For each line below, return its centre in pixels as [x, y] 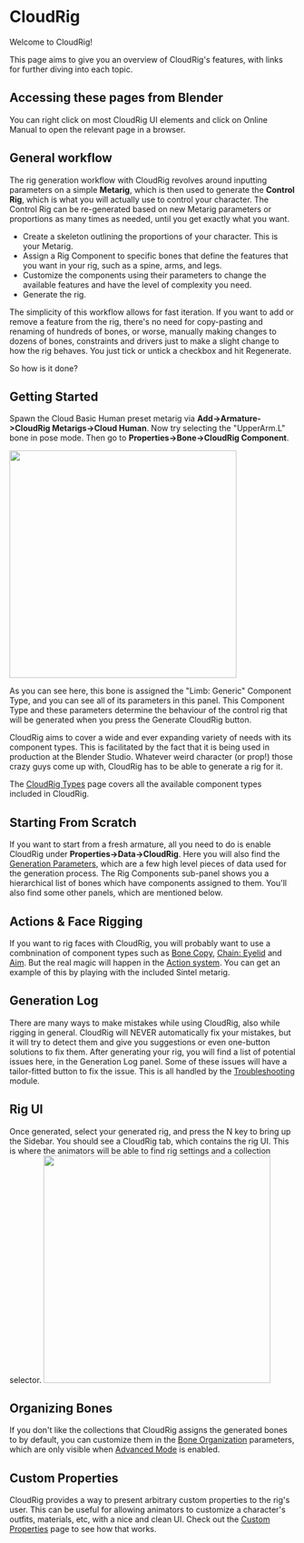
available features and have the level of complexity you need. [137, 285]
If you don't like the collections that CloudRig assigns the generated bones [148, 1430]
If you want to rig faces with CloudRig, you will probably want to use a [140, 943]
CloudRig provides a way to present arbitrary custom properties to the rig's [150, 1500]
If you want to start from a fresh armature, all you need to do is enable [140, 844]
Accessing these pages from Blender [117, 98]
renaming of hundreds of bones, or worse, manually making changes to [143, 331]
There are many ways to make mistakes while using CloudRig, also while [145, 1023]
